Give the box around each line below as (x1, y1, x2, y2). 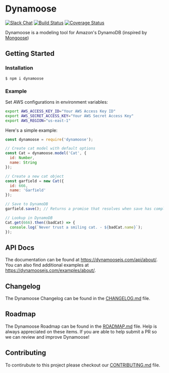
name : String (10, 160, 37, 165)
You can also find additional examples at (5, 262, 89, 268)
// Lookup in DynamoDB (5, 215, 53, 220)
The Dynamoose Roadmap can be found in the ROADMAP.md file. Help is (5, 323, 157, 329)
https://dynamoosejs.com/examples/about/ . (5, 267, 96, 273)
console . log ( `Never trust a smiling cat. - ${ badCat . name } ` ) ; (10, 225, 143, 230)
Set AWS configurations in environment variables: (5, 99, 108, 105)
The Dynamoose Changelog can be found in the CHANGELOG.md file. (5, 295, 150, 302)
